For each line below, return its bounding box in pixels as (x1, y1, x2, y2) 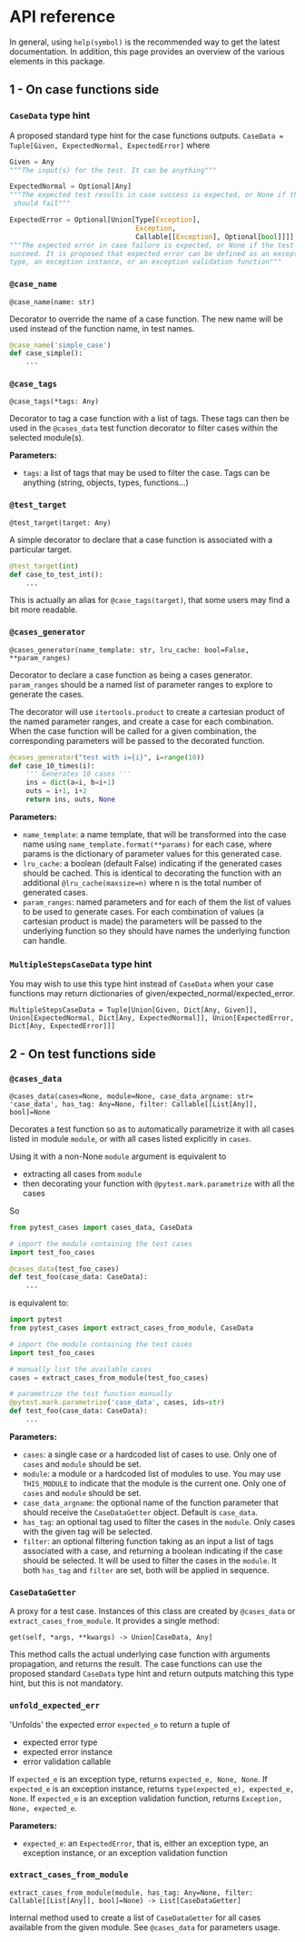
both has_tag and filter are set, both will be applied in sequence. (22, 1564, 270, 1575)
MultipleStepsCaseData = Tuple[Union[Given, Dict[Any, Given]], (9, 1006, 258, 1015)
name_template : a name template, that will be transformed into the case (22, 828, 287, 839)
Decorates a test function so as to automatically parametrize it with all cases (9, 1124, 295, 1134)
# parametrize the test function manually (9, 1390, 172, 1399)
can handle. (22, 935, 67, 946)
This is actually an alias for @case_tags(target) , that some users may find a (9, 595, 290, 606)
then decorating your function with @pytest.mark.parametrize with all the (22, 1178, 295, 1189)
